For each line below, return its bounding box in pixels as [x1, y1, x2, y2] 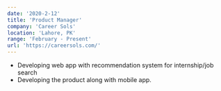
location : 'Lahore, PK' [7, 29, 76, 37]
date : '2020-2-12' [7, 10, 60, 17]
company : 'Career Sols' [7, 23, 76, 30]
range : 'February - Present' [7, 36, 92, 43]
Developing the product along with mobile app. [17, 76, 152, 83]
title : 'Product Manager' [7, 17, 82, 23]
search [17, 68, 38, 77]
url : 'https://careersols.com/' [7, 42, 101, 49]
